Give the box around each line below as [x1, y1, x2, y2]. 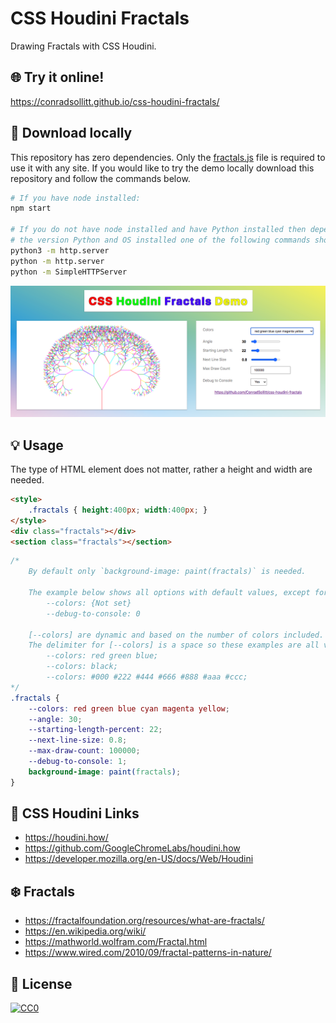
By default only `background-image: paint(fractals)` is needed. [28, 567, 307, 577]
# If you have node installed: [10, 193, 141, 203]
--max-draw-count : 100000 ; [28, 746, 141, 756]
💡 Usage [10, 437, 64, 454]
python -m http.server [10, 256, 105, 266]
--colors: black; [46, 662, 118, 672]
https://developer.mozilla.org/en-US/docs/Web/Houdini [24, 853, 254, 865]
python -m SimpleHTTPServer [10, 267, 128, 277]
